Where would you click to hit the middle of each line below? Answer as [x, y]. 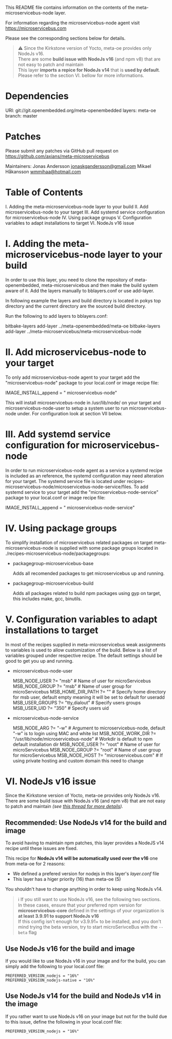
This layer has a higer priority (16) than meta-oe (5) [67, 879]
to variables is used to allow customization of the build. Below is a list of [81, 650]
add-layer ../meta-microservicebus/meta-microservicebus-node [73, 331]
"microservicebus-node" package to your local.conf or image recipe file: [82, 382]
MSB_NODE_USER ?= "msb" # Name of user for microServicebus [82, 681]
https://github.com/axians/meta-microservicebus [57, 156]
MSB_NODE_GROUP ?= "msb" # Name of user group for [72, 686]
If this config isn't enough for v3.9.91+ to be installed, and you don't [90, 921]
